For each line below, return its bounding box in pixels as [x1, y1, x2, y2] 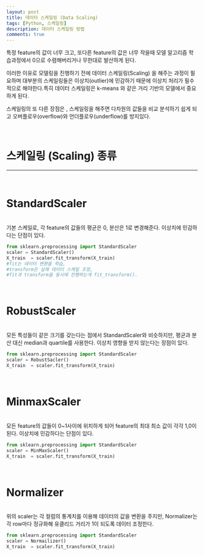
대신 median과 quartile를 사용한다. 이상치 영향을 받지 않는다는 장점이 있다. [12, 339, 189, 346]
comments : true [6, 32, 45, 38]
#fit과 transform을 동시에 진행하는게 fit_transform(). [6, 272, 138, 278]
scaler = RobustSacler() [6, 357, 69, 363]
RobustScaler [6, 304, 76, 318]
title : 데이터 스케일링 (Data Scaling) [6, 15, 98, 21]
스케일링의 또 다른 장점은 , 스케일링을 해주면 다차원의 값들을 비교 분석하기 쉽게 [6, 105, 191, 112]
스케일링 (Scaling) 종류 [6, 149, 117, 163]
